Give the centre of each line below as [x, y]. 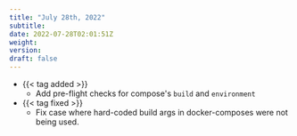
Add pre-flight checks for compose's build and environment [145, 93]
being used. [57, 122]
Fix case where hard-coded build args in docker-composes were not [161, 112]
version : [25, 51]
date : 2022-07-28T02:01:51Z [62, 34]
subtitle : [28, 26]
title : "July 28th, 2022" [57, 17]
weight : [24, 42]
